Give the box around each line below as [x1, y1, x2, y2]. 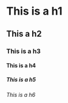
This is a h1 [6, 4, 63, 18]
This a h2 [6, 29, 42, 39]
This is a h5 [6, 76, 36, 83]
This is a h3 [6, 47, 41, 55]
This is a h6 [6, 91, 36, 99]
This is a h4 [6, 62, 36, 69]
